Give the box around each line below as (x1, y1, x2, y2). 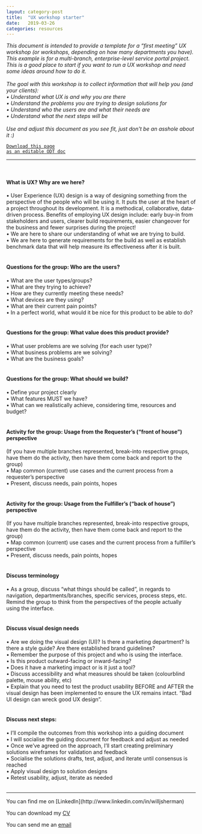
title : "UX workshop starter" (6, 14, 85, 20)
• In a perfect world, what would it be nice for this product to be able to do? (6, 308, 194, 316)
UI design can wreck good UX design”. (6, 696, 102, 703)
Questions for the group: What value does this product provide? (6, 329, 170, 336)
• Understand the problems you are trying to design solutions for (6, 100, 167, 107)
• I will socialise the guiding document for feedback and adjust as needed (6, 736, 189, 743)
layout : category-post (6, 8, 63, 15)
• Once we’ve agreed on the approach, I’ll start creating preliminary (6, 742, 173, 750)
